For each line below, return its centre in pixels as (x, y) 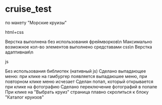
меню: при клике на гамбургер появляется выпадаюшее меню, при (76, 76)
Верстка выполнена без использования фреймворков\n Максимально (79, 41)
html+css (14, 32)
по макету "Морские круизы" (36, 23)
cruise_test (28, 9)
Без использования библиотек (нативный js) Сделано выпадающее (76, 71)
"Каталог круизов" (24, 97)
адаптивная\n (19, 52)
